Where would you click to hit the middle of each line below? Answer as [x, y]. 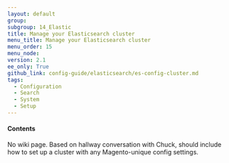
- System [27, 100]
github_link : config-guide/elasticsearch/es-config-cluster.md [103, 73]
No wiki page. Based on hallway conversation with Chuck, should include [114, 145]
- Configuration [38, 86]
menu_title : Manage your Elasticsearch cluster [79, 40]
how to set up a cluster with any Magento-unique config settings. [103, 152]
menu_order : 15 [30, 47]
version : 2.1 [27, 60]
